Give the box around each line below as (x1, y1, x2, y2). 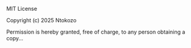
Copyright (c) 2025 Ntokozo (6, 17, 77, 23)
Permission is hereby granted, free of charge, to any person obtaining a (6, 28, 186, 35)
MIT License (6, 5, 38, 12)
